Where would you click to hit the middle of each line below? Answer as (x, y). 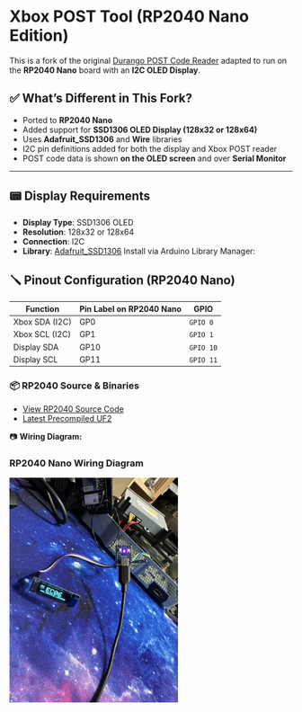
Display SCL (36, 359)
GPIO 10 (204, 348)
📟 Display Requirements (80, 196)
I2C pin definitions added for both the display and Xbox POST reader (150, 148)
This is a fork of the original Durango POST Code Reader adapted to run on (148, 60)
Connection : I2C (53, 241)
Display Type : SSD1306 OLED (78, 222)
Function (43, 308)
